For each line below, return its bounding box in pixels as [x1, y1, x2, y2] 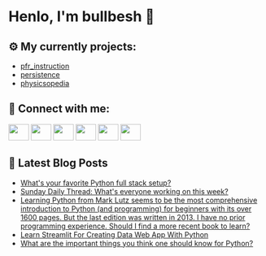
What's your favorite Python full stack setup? [20, 178, 172, 188]
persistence [20, 70, 61, 80]
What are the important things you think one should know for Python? [20, 238, 254, 248]
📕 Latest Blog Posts [8, 156, 108, 170]
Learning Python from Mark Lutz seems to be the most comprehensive [20, 195, 258, 205]
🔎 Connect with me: [8, 102, 110, 116]
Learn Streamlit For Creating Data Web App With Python [20, 229, 209, 239]
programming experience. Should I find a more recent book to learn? [20, 221, 251, 231]
